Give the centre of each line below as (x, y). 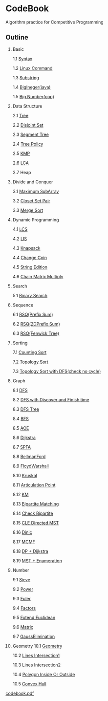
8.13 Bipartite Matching (36, 504)
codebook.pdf (20, 693)
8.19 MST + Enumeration (37, 561)
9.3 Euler (22, 598)
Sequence (23, 305)
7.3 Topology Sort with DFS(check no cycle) (57, 371)
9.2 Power (23, 589)
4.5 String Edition (30, 267)
